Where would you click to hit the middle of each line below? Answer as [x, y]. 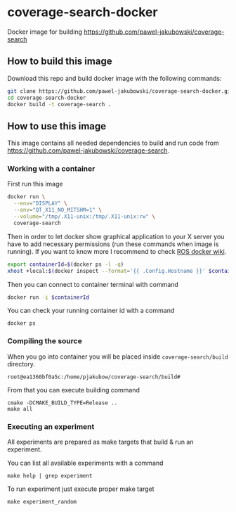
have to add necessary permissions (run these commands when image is [113, 244]
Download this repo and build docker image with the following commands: [115, 78]
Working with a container [51, 169]
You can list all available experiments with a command [85, 463]
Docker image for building [45, 32]
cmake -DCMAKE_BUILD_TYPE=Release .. [63, 403]
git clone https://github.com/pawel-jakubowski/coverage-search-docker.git [120, 91]
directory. [21, 364]
